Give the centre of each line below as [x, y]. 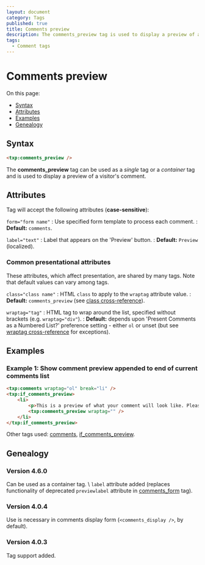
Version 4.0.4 [27, 506]
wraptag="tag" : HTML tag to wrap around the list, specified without [91, 312]
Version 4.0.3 [27, 542]
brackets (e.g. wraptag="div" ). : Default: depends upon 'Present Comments [101, 319]
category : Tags [26, 18]
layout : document [28, 12]
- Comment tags [31, 46]
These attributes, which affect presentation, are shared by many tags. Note [101, 275]
